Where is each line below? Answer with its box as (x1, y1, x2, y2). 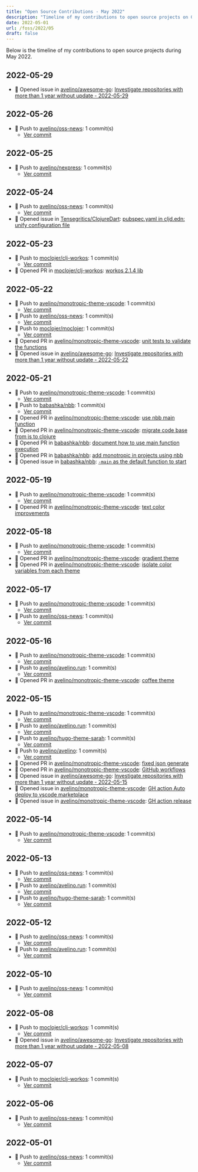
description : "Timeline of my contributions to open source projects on (6, 14, 189, 20)
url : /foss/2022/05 (6, 25, 54, 31)
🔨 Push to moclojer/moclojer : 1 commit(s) (14, 325, 115, 332)
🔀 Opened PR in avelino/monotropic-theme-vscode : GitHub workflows (14, 765, 186, 773)
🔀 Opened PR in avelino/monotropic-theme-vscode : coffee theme (14, 677, 175, 684)
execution (14, 445, 39, 452)
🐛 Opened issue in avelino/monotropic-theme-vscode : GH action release (14, 797, 192, 804)
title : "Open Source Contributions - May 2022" (6, 8, 126, 15)
